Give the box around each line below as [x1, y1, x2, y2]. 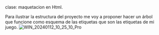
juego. [5, 24, 18, 30]
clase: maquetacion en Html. [5, 4, 63, 10]
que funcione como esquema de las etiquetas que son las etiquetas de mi [5, 19, 155, 25]
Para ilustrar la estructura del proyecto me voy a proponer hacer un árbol [5, 14, 153, 19]
